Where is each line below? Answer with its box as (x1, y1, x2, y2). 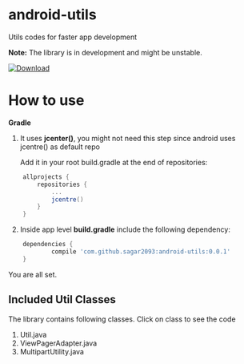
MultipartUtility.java (19, 346, 84, 356)
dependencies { (22, 241, 74, 249)
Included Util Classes (8, 293, 116, 306)
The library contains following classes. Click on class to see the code (8, 314, 236, 324)
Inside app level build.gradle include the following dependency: (19, 224, 230, 234)
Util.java (19, 330, 47, 339)
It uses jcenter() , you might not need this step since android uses (19, 133, 236, 143)
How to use (8, 91, 85, 110)
